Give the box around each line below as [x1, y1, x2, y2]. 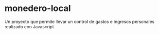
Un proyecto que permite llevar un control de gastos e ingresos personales [4, 19, 155, 24]
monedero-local [4, 3, 71, 14]
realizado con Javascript [4, 23, 54, 29]
